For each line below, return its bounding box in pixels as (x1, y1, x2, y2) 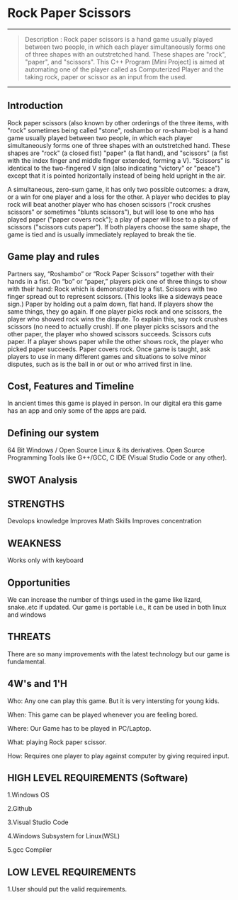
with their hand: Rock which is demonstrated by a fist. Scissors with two (7, 285, 217, 293)
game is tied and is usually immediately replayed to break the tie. (7, 230, 197, 239)
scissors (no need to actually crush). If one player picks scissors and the (7, 322, 220, 331)
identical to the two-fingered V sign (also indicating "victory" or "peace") (7, 164, 221, 172)
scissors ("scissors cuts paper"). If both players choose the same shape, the (7, 222, 231, 231)
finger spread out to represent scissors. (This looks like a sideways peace (7, 292, 223, 300)
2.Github (7, 804, 33, 813)
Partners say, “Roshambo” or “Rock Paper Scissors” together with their (7, 269, 215, 278)
